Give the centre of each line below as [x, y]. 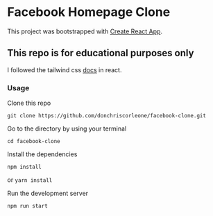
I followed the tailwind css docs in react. [65, 69]
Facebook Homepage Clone [89, 12]
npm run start [28, 206]
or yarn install [30, 180]
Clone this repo [29, 103]
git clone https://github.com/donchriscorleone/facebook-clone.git [107, 116]
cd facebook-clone [34, 142]
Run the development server [48, 193]
